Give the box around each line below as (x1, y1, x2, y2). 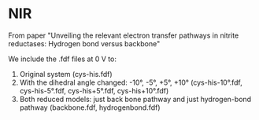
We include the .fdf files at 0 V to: (8, 54, 117, 64)
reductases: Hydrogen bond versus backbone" (8, 38, 161, 48)
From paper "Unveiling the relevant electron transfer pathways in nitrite (8, 31, 239, 40)
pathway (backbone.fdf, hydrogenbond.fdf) (19, 103, 161, 112)
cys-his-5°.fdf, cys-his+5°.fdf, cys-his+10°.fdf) (19, 85, 169, 95)
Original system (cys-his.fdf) (19, 69, 113, 78)
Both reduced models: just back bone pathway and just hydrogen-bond (19, 94, 252, 104)
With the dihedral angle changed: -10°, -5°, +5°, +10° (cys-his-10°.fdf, (19, 78, 242, 87)
